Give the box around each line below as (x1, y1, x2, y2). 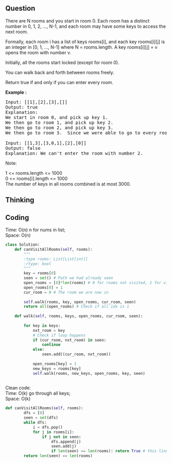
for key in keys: (24, 323, 60, 328)
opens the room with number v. (5, 49, 72, 55)
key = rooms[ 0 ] (24, 271, 56, 276)
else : (32, 347, 45, 352)
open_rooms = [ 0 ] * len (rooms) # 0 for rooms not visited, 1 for (24, 280, 161, 286)
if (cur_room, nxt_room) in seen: (32, 337, 106, 343)
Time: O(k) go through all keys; (5, 390, 71, 396)
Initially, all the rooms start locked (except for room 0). (5, 59, 119, 66)
